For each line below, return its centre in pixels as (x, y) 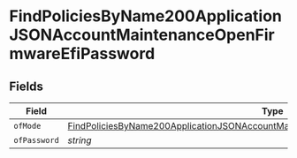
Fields (27, 86)
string (80, 140)
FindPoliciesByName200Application (146, 16)
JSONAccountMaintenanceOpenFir (142, 35)
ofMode (27, 126)
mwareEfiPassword (82, 54)
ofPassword (36, 140)
